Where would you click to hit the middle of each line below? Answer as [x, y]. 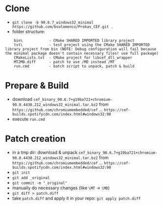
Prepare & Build [37, 86]
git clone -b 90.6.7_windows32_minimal [53, 23]
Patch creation [35, 139]
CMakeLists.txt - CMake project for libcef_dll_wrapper [73, 57]
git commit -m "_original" [40, 183]
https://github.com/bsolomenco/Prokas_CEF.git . [63, 27]
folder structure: [28, 31]
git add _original [31, 178]
